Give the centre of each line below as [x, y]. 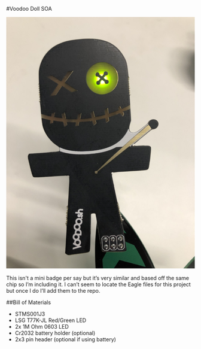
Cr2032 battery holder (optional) [55, 333]
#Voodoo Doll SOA [29, 9]
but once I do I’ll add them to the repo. [53, 291]
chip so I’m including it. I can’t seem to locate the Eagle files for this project [99, 284]
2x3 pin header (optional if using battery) [66, 339]
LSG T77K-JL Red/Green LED [51, 320]
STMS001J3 [30, 314]
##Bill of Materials [29, 302]
